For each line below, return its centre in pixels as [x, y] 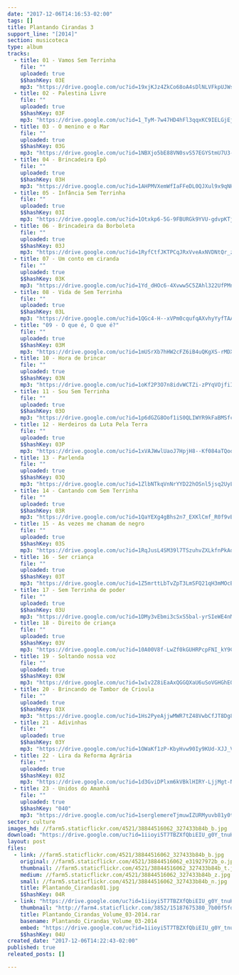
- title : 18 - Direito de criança [65, 623]
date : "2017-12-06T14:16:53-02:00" [60, 14]
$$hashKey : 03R [43, 511]
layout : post [27, 842]
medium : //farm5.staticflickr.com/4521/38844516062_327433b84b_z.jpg [126, 875]
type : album [25, 47]
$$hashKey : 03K [43, 278]
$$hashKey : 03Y [43, 742]
